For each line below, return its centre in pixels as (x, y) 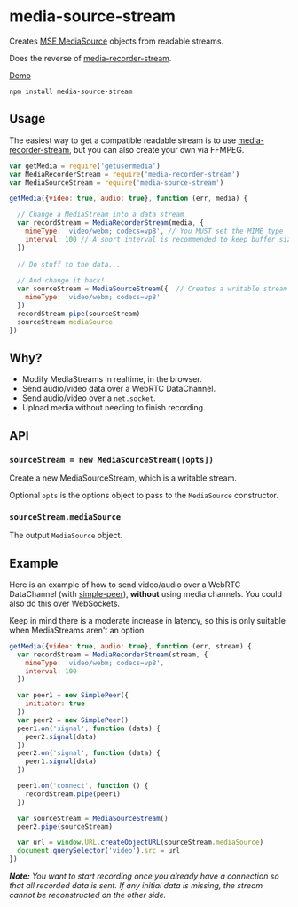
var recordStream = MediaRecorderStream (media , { (110, 223)
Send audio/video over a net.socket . (89, 398)
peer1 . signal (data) (61, 761)
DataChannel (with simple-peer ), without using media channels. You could (145, 593)
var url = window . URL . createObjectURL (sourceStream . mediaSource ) (141, 843)
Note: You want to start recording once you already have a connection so (144, 876)
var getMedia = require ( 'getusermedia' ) (85, 166)
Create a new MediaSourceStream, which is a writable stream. (123, 478)
